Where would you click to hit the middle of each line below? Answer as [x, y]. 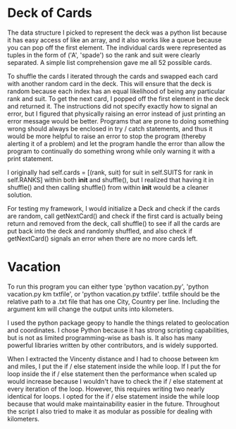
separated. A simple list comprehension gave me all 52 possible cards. [110, 62]
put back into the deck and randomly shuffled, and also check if [100, 231]
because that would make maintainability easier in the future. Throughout [113, 404]
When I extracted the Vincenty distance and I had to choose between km [113, 358]
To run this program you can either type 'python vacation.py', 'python [108, 286]
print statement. [30, 158]
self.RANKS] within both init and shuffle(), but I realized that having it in [111, 180]
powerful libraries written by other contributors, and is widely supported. [113, 345]
